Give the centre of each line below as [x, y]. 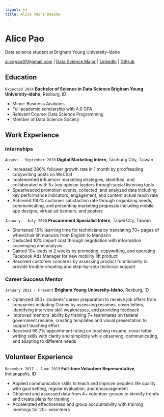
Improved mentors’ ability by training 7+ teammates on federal [75, 315]
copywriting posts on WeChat [42, 174]
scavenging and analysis [37, 245]
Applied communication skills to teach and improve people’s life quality [84, 384]
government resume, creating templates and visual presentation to [80, 321]
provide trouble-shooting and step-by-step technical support [74, 267]
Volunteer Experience [39, 357]
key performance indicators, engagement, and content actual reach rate [85, 195]
